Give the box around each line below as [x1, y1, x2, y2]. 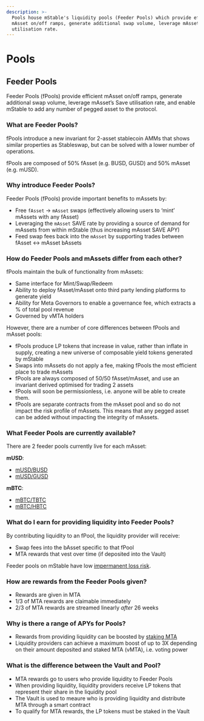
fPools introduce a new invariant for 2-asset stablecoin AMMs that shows [6, 135, 190, 142]
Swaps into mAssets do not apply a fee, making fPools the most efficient [15, 362, 197, 369]
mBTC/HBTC [15, 503, 47, 510]
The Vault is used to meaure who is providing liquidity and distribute [15, 694, 186, 701]
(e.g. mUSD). [6, 166, 39, 173]
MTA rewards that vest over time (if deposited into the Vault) [15, 550, 166, 558]
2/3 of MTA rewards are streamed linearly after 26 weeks [15, 604, 159, 611]
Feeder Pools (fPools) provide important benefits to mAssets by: [6, 194, 167, 202]
